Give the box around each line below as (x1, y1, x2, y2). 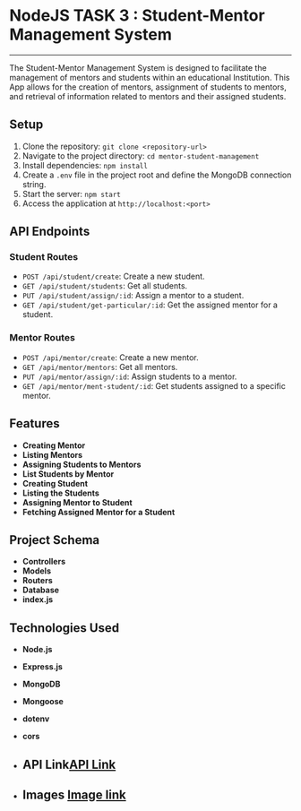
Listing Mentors (21, 449, 83, 460)
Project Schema (9, 532, 100, 548)
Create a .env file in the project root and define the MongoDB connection (21, 169, 292, 180)
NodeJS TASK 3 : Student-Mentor (9, 5, 266, 26)
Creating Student (21, 478, 88, 488)
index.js (21, 594, 54, 605)
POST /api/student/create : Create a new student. (21, 271, 205, 282)
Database (21, 584, 60, 596)
